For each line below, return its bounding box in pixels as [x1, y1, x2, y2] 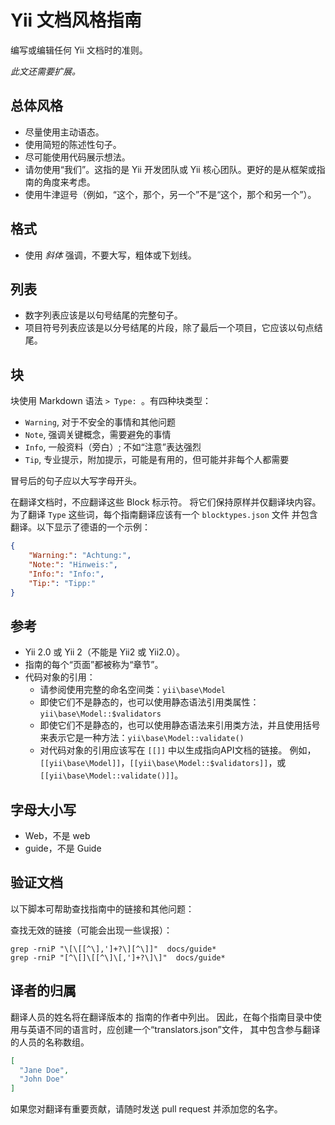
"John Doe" [19, 1074, 65, 1085]
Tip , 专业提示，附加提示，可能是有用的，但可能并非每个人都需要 [24, 454, 290, 466]
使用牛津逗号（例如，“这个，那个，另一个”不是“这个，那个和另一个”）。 [24, 188, 317, 200]
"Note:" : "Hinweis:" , [28, 559, 118, 570]
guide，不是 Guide [24, 842, 102, 855]
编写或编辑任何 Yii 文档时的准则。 [10, 44, 148, 56]
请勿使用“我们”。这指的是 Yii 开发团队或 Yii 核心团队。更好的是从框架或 [24, 163, 317, 175]
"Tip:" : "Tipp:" [28, 578, 97, 588]
